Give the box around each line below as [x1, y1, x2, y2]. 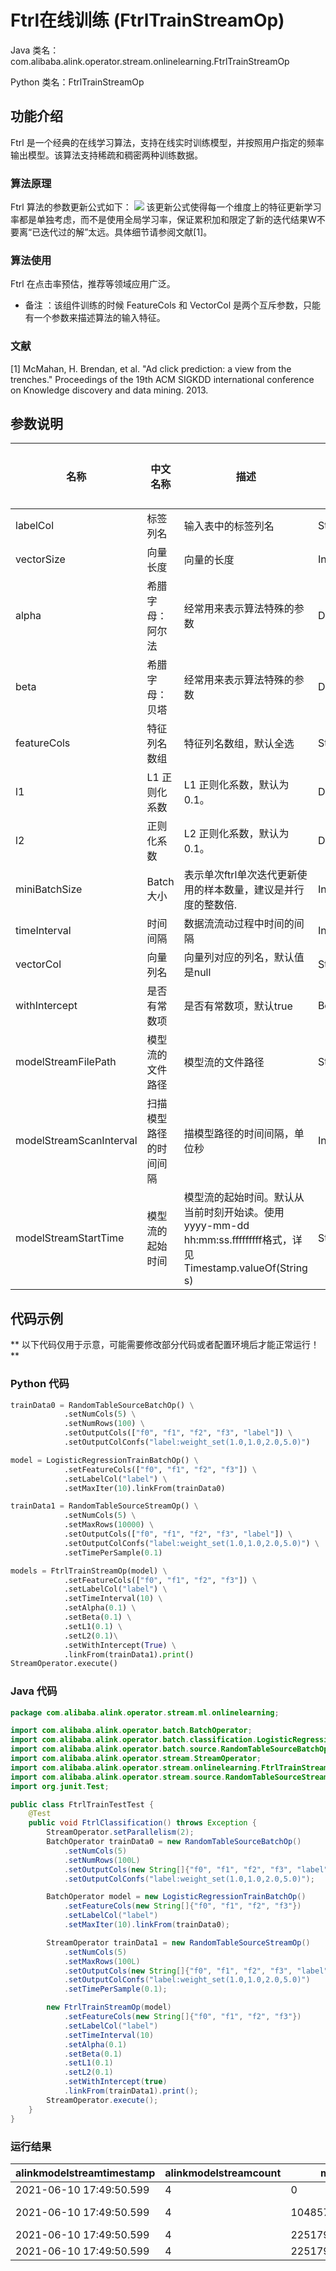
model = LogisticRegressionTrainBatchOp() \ [10, 1455, 199, 1465]
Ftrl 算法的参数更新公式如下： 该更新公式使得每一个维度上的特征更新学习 [10, 201, 322, 213]
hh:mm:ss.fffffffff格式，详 [183, 1233, 303, 1247]
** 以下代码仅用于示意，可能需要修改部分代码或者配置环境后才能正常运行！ [10, 1339, 320, 1351]
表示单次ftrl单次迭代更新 [183, 868, 298, 882]
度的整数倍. [183, 898, 238, 912]
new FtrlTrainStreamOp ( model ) [46, 2002, 172, 2013]
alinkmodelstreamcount [164, 2166, 282, 2180]
